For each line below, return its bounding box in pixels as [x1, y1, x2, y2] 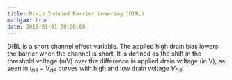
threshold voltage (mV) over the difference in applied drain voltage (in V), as [7, 57, 226, 65]
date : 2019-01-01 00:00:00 [7, 23, 86, 30]
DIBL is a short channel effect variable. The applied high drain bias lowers [7, 42, 219, 51]
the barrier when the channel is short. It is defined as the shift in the [7, 49, 202, 58]
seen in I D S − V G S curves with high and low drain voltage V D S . [7, 64, 185, 74]
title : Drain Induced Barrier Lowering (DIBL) [7, 10, 145, 17]
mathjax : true [7, 17, 49, 24]
